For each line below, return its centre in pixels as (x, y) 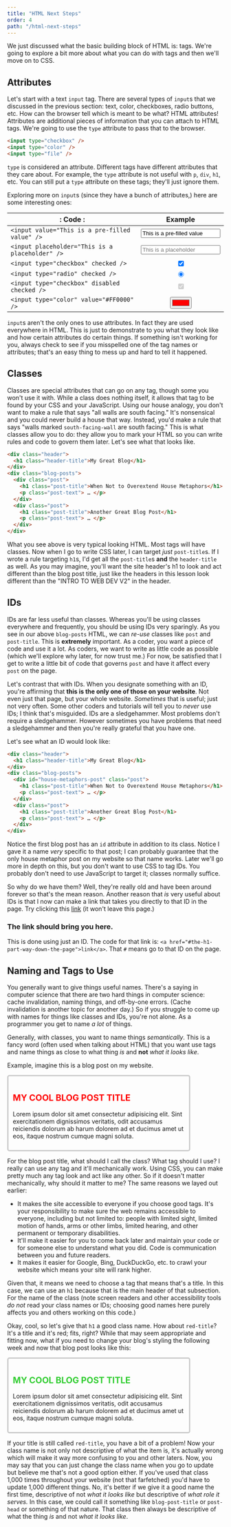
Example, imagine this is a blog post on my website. (80, 1065)
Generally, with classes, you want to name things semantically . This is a (109, 1037)
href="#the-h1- (191, 943)
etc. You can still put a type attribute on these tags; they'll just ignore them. (113, 181)
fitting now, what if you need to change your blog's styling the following (108, 1340)
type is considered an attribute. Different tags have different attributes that (112, 167)
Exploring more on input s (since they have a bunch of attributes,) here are (112, 195)
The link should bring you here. (60, 927)
